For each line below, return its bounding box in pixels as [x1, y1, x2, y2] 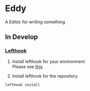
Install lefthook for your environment [12, 59, 85, 64]
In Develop [5, 33, 38, 41]
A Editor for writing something [5, 19, 65, 25]
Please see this [12, 63, 43, 69]
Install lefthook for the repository [12, 73, 78, 79]
